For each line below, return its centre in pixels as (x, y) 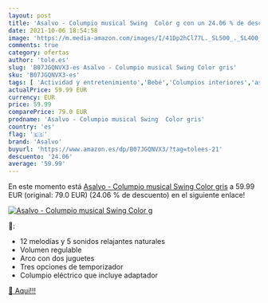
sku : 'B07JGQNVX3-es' (44, 75)
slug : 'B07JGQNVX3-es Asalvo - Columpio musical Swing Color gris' (123, 68)
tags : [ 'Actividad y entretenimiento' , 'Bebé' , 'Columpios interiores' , (130, 82)
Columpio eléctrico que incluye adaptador (89, 275)
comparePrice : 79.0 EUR (48, 112)
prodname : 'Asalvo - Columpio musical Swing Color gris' (106, 120)
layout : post (30, 16)
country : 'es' (32, 127)
